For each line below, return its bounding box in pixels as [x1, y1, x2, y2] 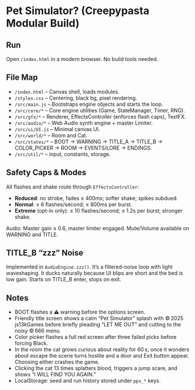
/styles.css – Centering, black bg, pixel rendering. [14, 94, 138, 101]
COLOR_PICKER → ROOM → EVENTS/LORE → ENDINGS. [14, 144, 152, 151]
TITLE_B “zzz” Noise [6, 248, 84, 258]
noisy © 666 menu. [14, 327, 61, 334]
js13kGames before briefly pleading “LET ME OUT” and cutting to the [14, 321, 182, 328]
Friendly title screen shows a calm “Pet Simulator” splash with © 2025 [14, 315, 184, 322]
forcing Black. [14, 339, 49, 347]
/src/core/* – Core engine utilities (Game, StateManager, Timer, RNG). [14, 107, 186, 114]
